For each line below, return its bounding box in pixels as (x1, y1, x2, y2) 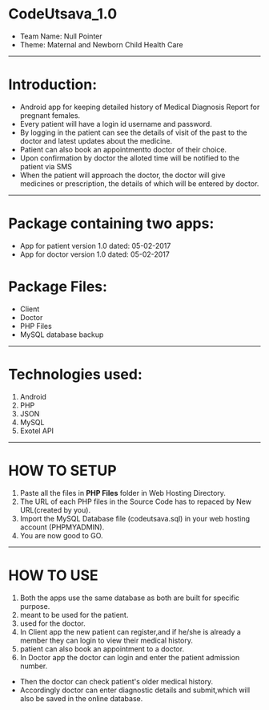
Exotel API (19, 426, 54, 436)
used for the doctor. (19, 619, 86, 628)
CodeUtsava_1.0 (8, 5, 118, 23)
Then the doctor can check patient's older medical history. (19, 676, 214, 686)
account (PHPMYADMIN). (19, 522, 105, 532)
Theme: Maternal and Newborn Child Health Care (19, 39, 183, 49)
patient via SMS (19, 161, 72, 171)
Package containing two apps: (8, 214, 215, 233)
